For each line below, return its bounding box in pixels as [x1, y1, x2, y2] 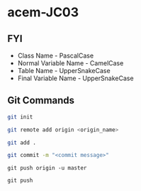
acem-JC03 [7, 4, 79, 21]
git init [7, 113, 33, 121]
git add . [7, 139, 37, 146]
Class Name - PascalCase [17, 51, 94, 60]
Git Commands [7, 94, 75, 107]
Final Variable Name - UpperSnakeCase [17, 74, 134, 82]
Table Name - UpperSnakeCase [17, 67, 111, 75]
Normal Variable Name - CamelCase [17, 59, 124, 67]
